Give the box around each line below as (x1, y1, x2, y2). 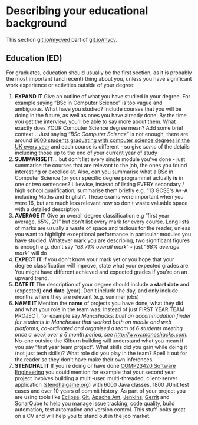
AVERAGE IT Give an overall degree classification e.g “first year (14, 212, 170, 219)
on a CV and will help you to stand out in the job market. (14, 412, 151, 419)
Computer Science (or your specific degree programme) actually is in (14, 174, 184, 181)
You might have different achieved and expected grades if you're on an (14, 268, 187, 275)
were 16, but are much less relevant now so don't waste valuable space (14, 199, 188, 206)
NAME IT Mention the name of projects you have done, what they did (14, 299, 184, 307)
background (6, 17, 67, 30)
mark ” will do (14, 249, 47, 256)
